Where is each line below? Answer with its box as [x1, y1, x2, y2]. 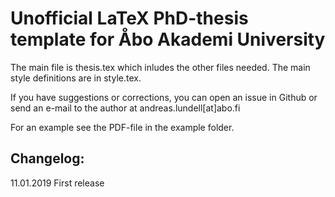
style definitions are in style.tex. [10, 72, 142, 84]
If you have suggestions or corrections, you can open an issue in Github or [10, 91, 318, 103]
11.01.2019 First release [10, 177, 105, 189]
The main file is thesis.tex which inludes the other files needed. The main [10, 61, 311, 73]
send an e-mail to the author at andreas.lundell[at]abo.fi [10, 102, 241, 114]
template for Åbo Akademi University [10, 28, 326, 51]
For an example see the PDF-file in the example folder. [10, 121, 235, 133]
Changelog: [10, 150, 85, 167]
